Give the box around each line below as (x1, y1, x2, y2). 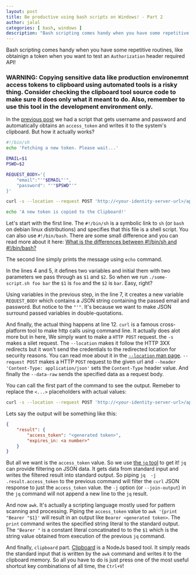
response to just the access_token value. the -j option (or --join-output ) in (6, 484, 187, 491)
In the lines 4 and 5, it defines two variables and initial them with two (6, 267, 171, 274)
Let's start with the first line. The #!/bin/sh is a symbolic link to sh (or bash (6, 220, 185, 227)
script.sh (6, 281, 30, 287)
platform (6, 327, 26, 334)
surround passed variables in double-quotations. (6, 309, 124, 316)
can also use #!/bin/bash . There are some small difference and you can (6, 232, 178, 239)
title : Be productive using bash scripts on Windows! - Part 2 (6, 14, 163, 20)
